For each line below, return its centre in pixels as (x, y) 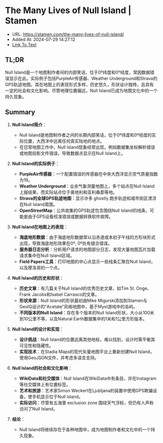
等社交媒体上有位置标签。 (45, 384)
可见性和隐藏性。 (36, 345)
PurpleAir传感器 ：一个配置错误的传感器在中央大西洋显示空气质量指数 (89, 174)
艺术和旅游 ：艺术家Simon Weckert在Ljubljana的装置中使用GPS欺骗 (86, 390)
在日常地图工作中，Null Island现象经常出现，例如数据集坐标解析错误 (87, 147)
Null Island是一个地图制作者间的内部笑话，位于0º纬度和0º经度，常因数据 (78, 72)
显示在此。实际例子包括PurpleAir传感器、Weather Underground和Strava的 (83, 78)
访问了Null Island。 (38, 408)
